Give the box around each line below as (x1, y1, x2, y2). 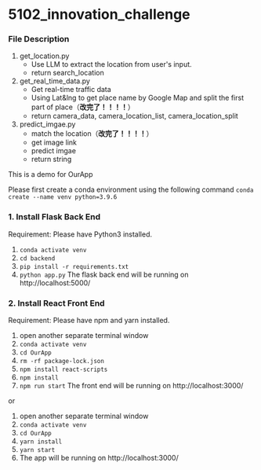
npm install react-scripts (19, 365, 108, 374)
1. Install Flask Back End (8, 211, 100, 222)
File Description (8, 34, 70, 45)
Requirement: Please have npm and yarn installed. (8, 316, 170, 325)
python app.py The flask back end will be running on (19, 270, 189, 279)
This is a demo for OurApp (8, 170, 93, 179)
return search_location (31, 68, 104, 78)
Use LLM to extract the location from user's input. (31, 60, 192, 69)
